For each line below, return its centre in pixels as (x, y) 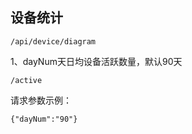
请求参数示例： (41, 100)
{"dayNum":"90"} (44, 119)
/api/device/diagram (53, 41)
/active (26, 80)
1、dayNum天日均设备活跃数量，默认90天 (96, 61)
